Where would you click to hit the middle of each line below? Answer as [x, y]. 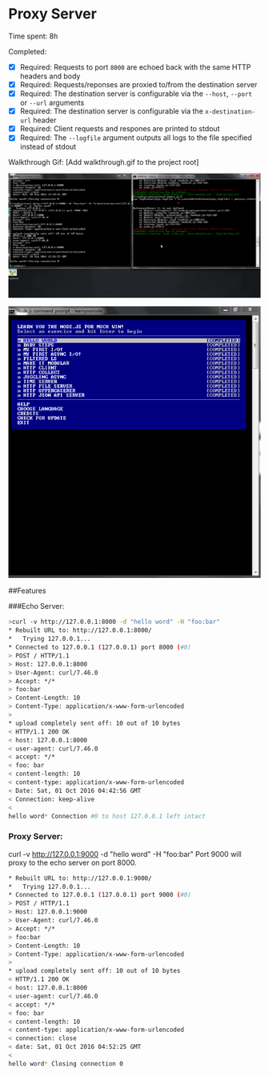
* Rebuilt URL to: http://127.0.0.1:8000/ [80, 630]
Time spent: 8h [33, 36]
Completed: [28, 51]
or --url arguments [52, 103]
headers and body [50, 76]
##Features [27, 591]
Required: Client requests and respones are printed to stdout [120, 129]
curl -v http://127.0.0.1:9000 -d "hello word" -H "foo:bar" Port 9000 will [125, 854]
